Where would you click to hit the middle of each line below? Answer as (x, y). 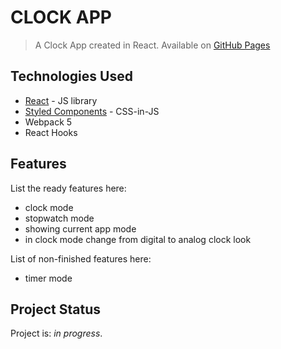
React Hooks (51, 132)
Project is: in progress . (56, 333)
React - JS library (61, 100)
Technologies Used (71, 76)
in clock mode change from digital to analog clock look (138, 239)
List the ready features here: (68, 188)
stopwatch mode (59, 218)
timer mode (48, 278)
